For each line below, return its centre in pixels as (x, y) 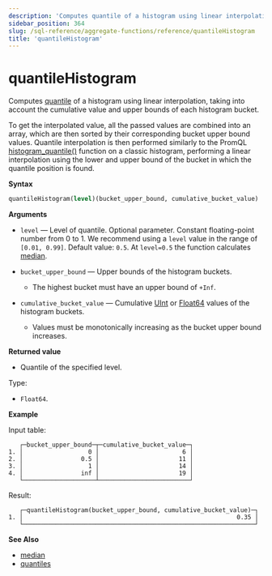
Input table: (28, 430)
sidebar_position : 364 (47, 23)
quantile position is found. (51, 169)
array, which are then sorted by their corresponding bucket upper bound (130, 134)
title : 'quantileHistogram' (56, 38)
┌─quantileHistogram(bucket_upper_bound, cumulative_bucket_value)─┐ (139, 510)
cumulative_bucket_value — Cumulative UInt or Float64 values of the (135, 303)
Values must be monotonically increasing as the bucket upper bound (147, 327)
